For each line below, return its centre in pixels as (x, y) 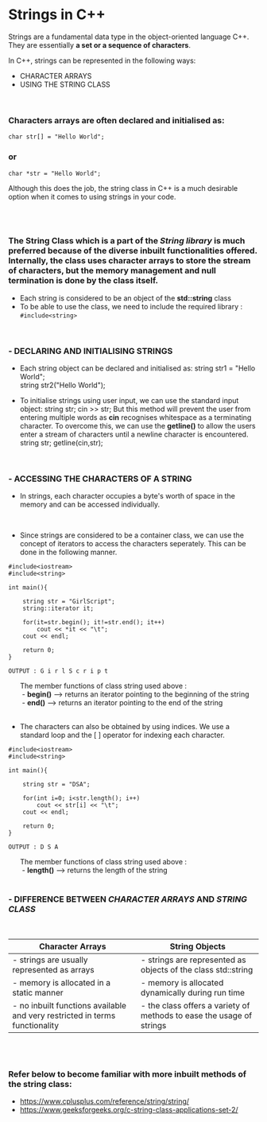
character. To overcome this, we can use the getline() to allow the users (137, 426)
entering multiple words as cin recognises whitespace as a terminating (135, 417)
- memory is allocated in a (62, 982)
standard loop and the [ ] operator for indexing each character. (122, 735)
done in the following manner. (68, 552)
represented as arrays (53, 969)
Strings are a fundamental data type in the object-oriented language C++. (129, 37)
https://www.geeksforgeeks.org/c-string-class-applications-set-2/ (129, 1110)
